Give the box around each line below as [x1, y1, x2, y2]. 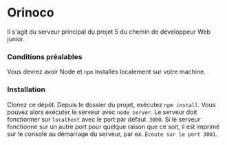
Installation [7, 85, 46, 94]
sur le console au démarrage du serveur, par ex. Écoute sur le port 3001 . [7, 129, 218, 138]
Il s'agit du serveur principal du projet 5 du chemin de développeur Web [7, 27, 211, 36]
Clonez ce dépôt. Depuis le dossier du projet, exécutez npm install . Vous [7, 100, 216, 109]
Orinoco [7, 5, 54, 21]
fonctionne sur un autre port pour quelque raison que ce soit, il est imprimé [7, 122, 220, 131]
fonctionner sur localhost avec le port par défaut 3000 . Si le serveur [7, 115, 201, 123]
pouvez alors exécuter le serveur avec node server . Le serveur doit [7, 108, 197, 116]
